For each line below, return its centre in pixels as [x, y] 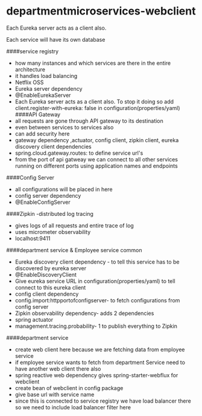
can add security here [42, 134]
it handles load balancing [46, 76]
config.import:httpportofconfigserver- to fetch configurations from [97, 300]
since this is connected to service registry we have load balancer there [103, 401]
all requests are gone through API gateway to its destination [89, 121]
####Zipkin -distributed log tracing [50, 213]
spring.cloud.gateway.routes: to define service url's [79, 153]
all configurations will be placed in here [64, 189]
